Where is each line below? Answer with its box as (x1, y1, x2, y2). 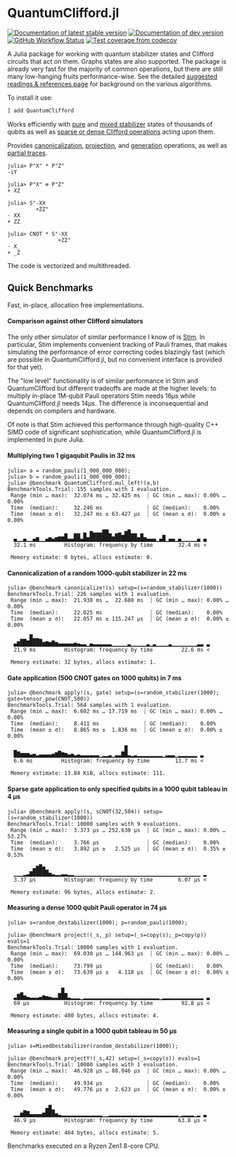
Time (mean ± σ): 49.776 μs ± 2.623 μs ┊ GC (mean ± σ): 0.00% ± (10, 1086, 226, 1093)
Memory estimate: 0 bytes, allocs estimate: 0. (10, 554, 153, 561)
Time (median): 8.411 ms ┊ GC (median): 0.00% (10, 720, 217, 727)
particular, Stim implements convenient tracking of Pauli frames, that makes (7, 340, 228, 348)
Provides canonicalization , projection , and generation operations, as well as (7, 141, 228, 149)
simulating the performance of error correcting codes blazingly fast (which (7, 347, 225, 356)
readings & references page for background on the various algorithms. (7, 79, 213, 88)
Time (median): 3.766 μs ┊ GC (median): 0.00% (10, 839, 220, 846)
